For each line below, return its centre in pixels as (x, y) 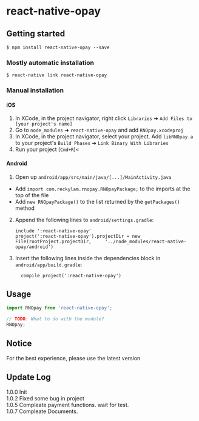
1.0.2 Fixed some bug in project (46, 398)
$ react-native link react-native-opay (57, 75)
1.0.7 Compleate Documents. (42, 411)
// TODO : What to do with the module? (55, 319)
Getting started (36, 34)
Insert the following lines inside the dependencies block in (88, 258)
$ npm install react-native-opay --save (58, 47)
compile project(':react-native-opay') (71, 275)
